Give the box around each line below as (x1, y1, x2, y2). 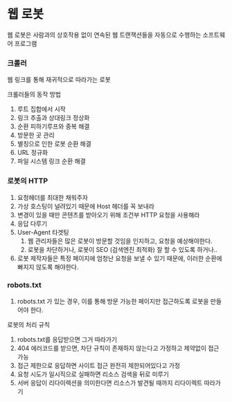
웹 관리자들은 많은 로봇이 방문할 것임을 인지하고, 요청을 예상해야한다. (27, 237, 213, 245)
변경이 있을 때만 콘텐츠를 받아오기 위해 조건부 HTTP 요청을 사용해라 (17, 210, 200, 219)
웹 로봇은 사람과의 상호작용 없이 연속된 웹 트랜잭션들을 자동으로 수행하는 (7, 31, 202, 39)
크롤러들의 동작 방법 (7, 90, 61, 99)
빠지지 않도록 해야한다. (17, 262, 79, 271)
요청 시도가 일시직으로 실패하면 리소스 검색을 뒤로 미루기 (17, 369, 170, 378)
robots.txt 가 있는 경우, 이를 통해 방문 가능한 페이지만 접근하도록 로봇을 (17, 296, 209, 305)
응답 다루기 (17, 219, 48, 228)
